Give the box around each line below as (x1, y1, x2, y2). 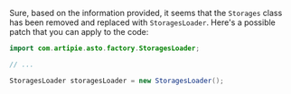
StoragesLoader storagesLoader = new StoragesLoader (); (9, 76, 224, 85)
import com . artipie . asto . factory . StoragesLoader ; (9, 44, 201, 53)
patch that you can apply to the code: (9, 27, 149, 37)
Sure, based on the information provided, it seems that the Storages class (9, 8, 283, 18)
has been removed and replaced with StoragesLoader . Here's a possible (9, 17, 276, 28)
